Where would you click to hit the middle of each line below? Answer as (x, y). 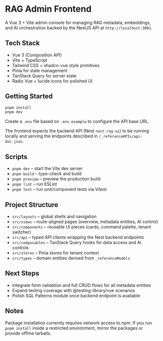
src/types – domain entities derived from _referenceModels (71, 258)
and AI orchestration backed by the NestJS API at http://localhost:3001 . (79, 27)
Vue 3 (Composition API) (37, 55)
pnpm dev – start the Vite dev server (47, 169)
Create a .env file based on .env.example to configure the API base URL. (77, 121)
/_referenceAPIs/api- (121, 136)
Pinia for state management (40, 70)
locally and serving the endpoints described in (52, 136)
